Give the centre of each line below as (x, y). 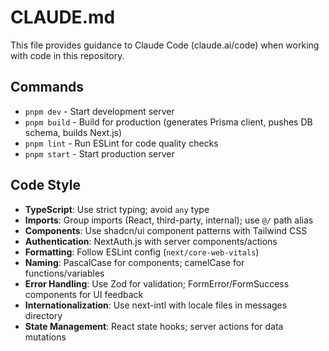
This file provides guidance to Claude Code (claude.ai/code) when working (165, 45)
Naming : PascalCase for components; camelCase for (134, 262)
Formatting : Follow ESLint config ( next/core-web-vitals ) (142, 252)
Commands (47, 87)
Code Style (45, 185)
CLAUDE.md (63, 17)
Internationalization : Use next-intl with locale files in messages (156, 305)
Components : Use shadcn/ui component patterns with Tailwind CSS (166, 230)
